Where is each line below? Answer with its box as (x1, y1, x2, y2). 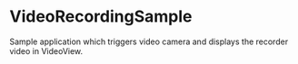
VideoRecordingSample (9, 6, 193, 27)
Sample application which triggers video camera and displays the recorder (9, 36, 289, 47)
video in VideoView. (9, 45, 84, 56)
